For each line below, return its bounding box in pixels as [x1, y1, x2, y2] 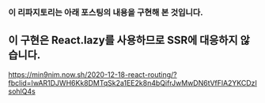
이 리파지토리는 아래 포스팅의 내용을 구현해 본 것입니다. [8, 6, 203, 17]
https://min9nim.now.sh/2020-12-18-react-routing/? [8, 69, 178, 79]
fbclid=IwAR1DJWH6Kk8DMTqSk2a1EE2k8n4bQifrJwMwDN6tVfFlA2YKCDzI [8, 78, 257, 87]
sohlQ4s [8, 86, 36, 96]
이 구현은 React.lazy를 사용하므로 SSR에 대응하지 [8, 34, 239, 47]
